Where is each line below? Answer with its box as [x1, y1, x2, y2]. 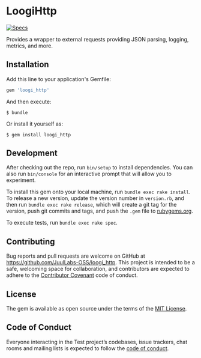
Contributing [6, 236, 55, 247]
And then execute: [6, 98, 52, 105]
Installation [6, 59, 49, 70]
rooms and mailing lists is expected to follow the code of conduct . [6, 344, 169, 352]
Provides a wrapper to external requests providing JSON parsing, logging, [6, 35, 189, 43]
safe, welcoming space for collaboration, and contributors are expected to [6, 265, 190, 273]
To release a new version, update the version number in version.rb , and [6, 195, 185, 202]
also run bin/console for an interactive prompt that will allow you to [6, 170, 172, 178]
